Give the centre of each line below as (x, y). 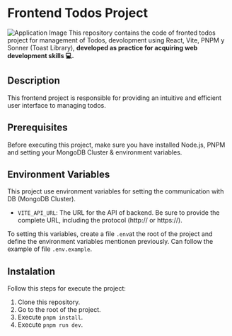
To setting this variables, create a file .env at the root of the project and (110, 234)
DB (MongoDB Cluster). (42, 199)
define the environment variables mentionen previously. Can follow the (110, 242)
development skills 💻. (41, 55)
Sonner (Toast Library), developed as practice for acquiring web (103, 47)
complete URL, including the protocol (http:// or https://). (100, 220)
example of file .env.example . (50, 249)
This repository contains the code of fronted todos (142, 33)
